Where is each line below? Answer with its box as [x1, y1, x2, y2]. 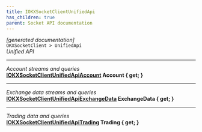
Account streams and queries [6, 65, 80, 73]
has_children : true [6, 14, 55, 20]
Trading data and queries [6, 112, 70, 120]
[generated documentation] [6, 37, 75, 44]
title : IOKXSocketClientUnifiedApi [6, 8, 96, 15]
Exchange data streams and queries [6, 89, 97, 96]
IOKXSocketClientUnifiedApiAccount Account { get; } [6, 71, 143, 79]
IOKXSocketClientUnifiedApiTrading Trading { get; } [6, 119, 139, 126]
